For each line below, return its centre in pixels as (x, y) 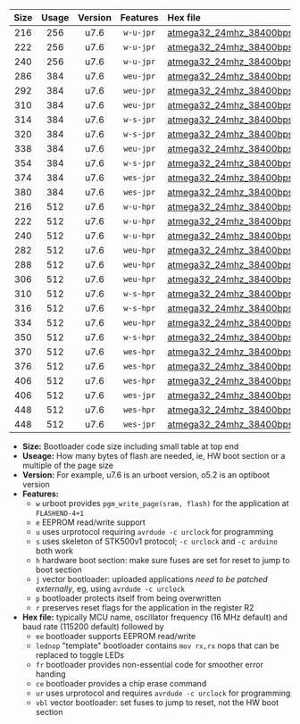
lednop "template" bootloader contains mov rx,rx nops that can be (157, 645)
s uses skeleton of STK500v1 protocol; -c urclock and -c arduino (157, 541)
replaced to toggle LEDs (80, 655)
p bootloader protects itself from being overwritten (128, 598)
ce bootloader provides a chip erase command (121, 683)
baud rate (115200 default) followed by (93, 627)
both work (54, 551)
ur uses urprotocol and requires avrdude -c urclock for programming (163, 693)
